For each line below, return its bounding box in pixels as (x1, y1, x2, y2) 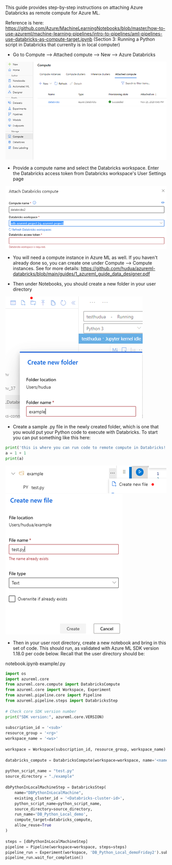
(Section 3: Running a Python (93, 36, 155, 42)
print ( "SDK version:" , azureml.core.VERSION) (5, 714, 104, 720)
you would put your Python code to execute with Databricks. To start (12, 429, 158, 436)
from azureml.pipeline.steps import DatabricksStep (5, 698, 118, 703)
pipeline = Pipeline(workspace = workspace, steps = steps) (5, 844, 127, 850)
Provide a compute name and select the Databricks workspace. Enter (12, 164, 159, 171)
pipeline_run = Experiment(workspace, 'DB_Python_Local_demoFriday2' (5, 850, 157, 855)
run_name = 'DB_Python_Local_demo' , (14, 812, 88, 817)
